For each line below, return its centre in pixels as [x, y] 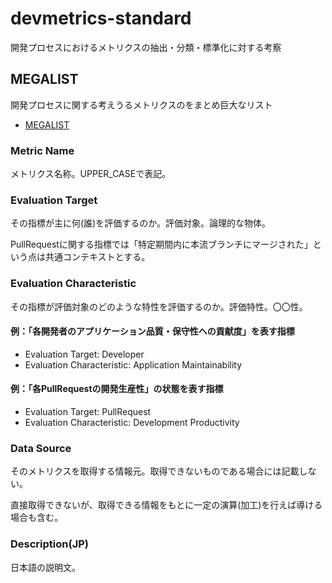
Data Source [41, 448]
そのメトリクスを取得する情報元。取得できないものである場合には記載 [155, 471]
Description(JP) [49, 544]
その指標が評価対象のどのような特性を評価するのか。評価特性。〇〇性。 [159, 306]
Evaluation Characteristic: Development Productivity [132, 423]
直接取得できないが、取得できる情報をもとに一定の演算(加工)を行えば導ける [166, 505]
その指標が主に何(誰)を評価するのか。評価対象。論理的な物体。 [140, 223]
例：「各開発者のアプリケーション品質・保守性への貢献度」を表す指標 [152, 331]
